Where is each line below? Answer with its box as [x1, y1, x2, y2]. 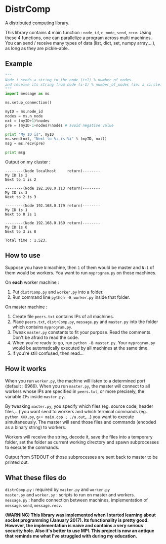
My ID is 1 [5, 208, 28, 213]
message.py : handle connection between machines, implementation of [5, 497, 148, 503]
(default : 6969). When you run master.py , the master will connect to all [5, 383, 150, 389]
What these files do [5, 474, 67, 482]
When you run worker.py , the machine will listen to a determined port [5, 378, 146, 383]
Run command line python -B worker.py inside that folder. [12, 294, 130, 300]
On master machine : [5, 304, 48, 310]
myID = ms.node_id [5, 109, 43, 114]
